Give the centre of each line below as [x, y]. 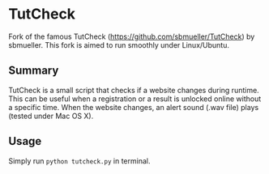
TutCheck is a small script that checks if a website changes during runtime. [134, 90]
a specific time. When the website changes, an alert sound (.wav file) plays [134, 107]
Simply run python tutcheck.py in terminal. [79, 161]
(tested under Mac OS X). [51, 116]
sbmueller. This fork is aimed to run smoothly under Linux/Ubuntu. [119, 45]
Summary [34, 71]
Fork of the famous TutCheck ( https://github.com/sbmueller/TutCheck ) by [132, 36]
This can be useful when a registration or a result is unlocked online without [135, 99]
